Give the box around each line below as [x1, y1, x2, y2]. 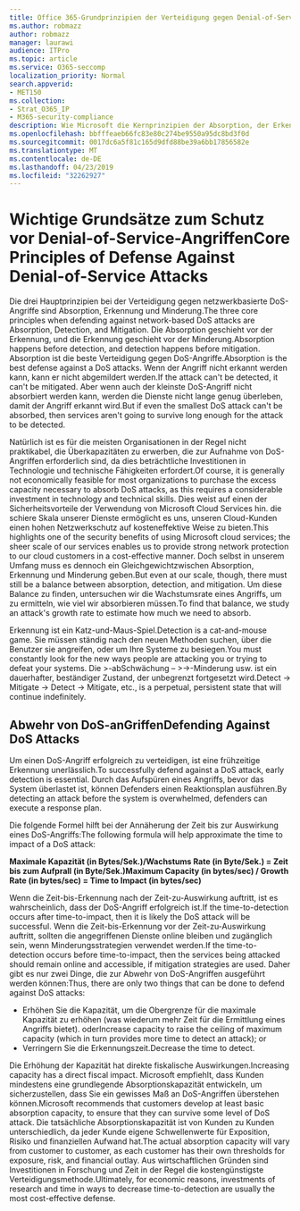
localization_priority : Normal [9, 71, 126, 80]
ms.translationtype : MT [9, 146, 98, 155]
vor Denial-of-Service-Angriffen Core [9, 229, 290, 248]
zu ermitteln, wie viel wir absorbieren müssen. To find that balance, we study [9, 598, 290, 609]
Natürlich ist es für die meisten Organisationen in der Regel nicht [9, 437, 247, 448]
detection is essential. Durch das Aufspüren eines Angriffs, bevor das [9, 774, 265, 785]
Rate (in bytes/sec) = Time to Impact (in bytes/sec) [9, 875, 202, 886]
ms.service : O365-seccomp [9, 63, 105, 72]
